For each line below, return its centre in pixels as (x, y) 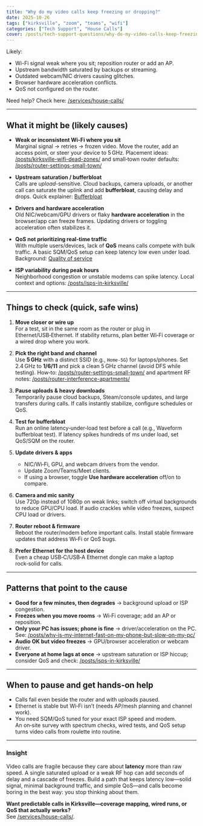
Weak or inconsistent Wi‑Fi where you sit (68, 140)
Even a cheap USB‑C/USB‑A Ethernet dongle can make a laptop (94, 557)
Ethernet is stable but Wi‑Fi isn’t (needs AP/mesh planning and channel (103, 706)
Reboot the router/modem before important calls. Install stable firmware (104, 532)
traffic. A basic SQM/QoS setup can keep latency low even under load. (103, 252)
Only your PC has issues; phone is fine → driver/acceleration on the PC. (105, 628)
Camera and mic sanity (44, 495)
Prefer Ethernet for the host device (60, 550)
